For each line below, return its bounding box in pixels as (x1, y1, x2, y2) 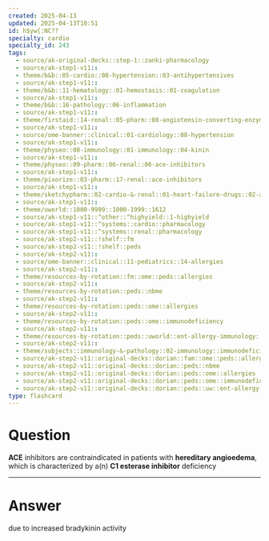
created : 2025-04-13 (8, 11, 78, 20)
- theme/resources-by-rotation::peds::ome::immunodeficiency (15, 317, 224, 325)
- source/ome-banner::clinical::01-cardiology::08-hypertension (15, 131, 235, 139)
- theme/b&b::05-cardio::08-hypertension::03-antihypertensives (15, 71, 235, 79)
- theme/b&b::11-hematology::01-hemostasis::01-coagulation (15, 86, 220, 95)
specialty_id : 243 (8, 42, 70, 50)
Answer (8, 497, 62, 515)
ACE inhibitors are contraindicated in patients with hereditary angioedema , (8, 453, 258, 462)
